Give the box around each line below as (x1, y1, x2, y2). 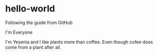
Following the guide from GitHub (5, 19, 73, 25)
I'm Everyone (5, 29, 33, 35)
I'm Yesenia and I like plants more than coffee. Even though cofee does (5, 38, 153, 45)
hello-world (5, 3, 56, 14)
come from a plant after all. (5, 44, 62, 50)
